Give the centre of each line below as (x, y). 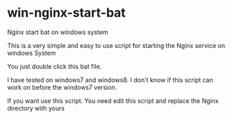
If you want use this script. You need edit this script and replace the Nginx (113, 101)
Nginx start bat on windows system (58, 32)
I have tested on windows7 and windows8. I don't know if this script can (110, 80)
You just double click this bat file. (55, 66)
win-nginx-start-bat (67, 13)
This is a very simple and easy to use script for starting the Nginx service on (116, 45)
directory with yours (36, 108)
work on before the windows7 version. (62, 87)
